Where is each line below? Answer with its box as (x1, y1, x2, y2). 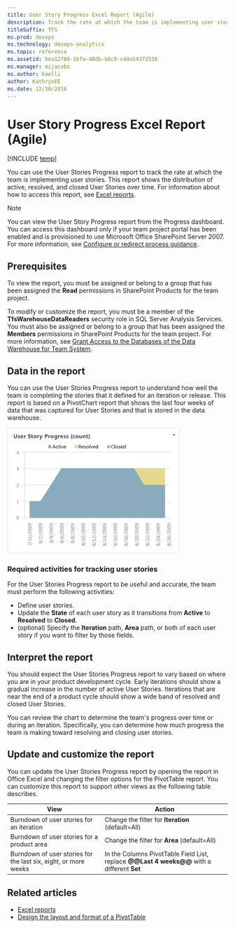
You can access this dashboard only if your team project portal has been (7, 225, 217, 234)
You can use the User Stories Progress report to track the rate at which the (7, 168, 222, 177)
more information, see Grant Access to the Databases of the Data (7, 337, 196, 346)
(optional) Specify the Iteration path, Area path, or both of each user (17, 624, 216, 632)
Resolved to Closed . (17, 616, 78, 624)
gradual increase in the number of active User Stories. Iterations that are (7, 685, 215, 694)
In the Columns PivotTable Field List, (104, 849, 208, 859)
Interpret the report (7, 651, 93, 663)
